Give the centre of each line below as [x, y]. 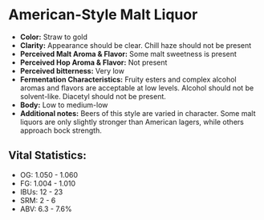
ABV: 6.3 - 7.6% [46, 209]
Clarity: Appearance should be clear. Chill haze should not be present [136, 45]
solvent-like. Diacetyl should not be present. [93, 96]
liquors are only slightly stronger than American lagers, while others [132, 122]
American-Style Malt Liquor [103, 15]
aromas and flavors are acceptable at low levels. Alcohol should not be [137, 88]
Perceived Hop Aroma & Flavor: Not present [93, 62]
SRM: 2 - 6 [38, 200]
